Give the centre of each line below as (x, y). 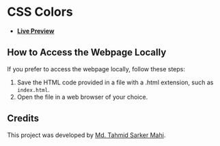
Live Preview (36, 31)
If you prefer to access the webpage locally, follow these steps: (96, 69)
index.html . (33, 89)
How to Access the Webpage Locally (87, 52)
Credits (23, 118)
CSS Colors (40, 12)
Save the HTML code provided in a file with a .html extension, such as (115, 82)
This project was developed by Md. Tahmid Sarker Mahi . (86, 135)
